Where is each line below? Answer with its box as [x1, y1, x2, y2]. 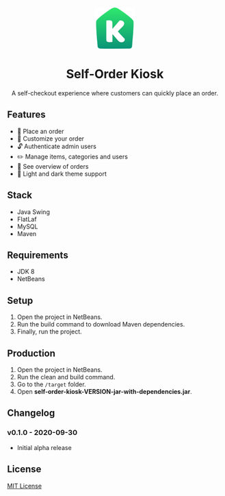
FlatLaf [16, 215, 37, 223]
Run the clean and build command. [16, 373, 116, 381]
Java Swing [16, 207, 50, 216]
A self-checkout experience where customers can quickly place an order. [11, 88, 219, 97]
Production [7, 347, 56, 359]
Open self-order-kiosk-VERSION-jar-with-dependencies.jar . [16, 388, 193, 395]
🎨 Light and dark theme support [16, 169, 107, 178]
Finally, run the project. [16, 327, 82, 336]
